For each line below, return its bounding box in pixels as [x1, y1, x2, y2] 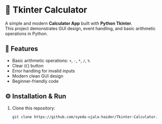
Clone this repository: [12, 105, 55, 111]
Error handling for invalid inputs [12, 68, 75, 74]
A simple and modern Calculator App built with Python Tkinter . [5, 20, 132, 26]
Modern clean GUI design [12, 73, 64, 79]
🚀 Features [5, 45, 38, 53]
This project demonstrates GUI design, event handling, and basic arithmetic [5, 25, 156, 31]
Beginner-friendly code [12, 78, 59, 84]
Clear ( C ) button [12, 62, 44, 68]
